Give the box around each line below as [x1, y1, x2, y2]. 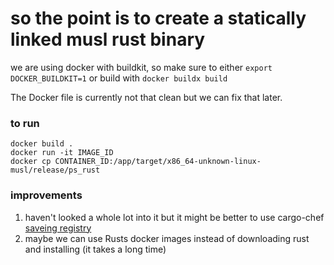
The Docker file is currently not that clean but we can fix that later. [10, 91, 283, 103]
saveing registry [24, 222, 92, 234]
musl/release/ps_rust [10, 165, 101, 176]
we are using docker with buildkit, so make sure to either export [10, 61, 273, 73]
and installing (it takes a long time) [24, 243, 167, 255]
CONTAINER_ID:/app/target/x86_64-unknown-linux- [54, 157, 262, 167]
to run [10, 116, 40, 130]
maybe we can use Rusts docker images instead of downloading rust [24, 232, 310, 244]
